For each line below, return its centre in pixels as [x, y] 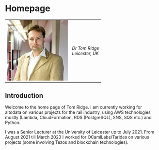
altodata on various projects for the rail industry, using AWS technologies [78, 112]
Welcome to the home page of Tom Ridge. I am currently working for [73, 107]
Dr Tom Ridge [86, 48]
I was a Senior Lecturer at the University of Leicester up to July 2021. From [80, 132]
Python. [13, 122]
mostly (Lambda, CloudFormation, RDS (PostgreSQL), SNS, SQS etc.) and [78, 117]
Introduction [24, 96]
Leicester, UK [85, 53]
